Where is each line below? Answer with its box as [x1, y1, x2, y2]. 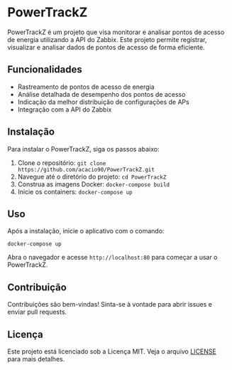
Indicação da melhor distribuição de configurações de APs [17, 97, 189, 106]
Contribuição [7, 281, 67, 293]
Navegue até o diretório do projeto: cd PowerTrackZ [17, 172, 167, 181]
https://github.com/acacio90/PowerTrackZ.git [17, 166, 155, 173]
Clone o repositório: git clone [17, 158, 106, 167]
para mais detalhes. [7, 355, 65, 363]
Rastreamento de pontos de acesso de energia [17, 83, 155, 91]
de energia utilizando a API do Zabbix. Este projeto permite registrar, [7, 35, 207, 43]
